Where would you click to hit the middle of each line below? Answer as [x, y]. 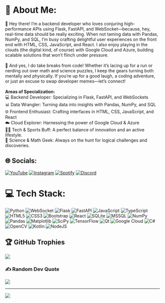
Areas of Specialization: [30, 91]
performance [18, 29]
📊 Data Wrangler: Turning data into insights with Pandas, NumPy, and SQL [81, 104]
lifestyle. [14, 135]
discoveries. [17, 145]
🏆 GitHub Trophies [35, 242]
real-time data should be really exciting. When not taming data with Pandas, [82, 34]
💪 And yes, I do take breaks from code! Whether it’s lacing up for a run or [79, 65]
